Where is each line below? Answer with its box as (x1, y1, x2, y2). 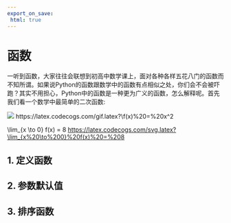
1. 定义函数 (7, 154, 53, 166)
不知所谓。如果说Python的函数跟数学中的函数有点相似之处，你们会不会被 (7, 80, 214, 89)
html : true (10, 16, 41, 23)
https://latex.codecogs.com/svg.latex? (67, 126, 177, 134)
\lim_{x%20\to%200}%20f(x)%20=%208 (7, 133, 125, 141)
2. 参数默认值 (7, 180, 63, 192)
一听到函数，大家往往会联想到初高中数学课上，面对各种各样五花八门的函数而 (7, 72, 224, 80)
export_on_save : (7, 10, 54, 17)
